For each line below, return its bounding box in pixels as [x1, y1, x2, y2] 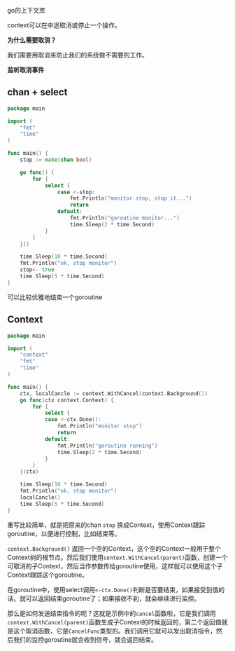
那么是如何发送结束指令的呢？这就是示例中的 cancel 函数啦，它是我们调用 [7, 609, 216, 617]
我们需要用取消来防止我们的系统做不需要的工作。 [7, 51, 148, 59]
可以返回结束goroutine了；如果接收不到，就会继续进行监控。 [25, 594, 201, 603]
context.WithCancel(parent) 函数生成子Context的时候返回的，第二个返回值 [7, 617, 222, 626]
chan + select [7, 86, 68, 98]
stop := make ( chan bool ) [20, 156, 92, 163]
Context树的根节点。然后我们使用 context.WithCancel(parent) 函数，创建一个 [7, 553, 228, 561]
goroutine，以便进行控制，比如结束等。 [7, 529, 121, 537]
